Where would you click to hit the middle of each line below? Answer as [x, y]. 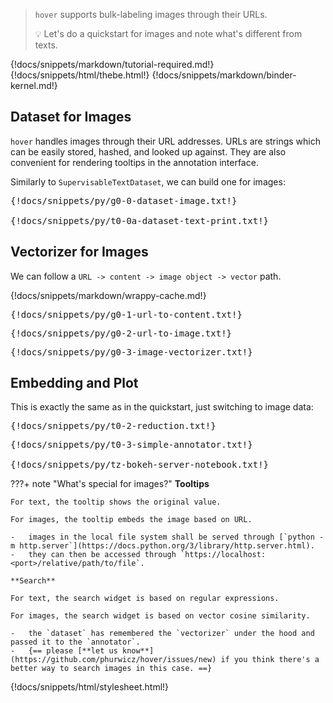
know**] [138, 651]
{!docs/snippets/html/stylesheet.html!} [90, 687]
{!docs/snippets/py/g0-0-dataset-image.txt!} [124, 200]
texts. [46, 45]
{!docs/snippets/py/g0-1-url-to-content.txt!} [126, 314]
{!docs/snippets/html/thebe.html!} [80, 75]
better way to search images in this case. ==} [111, 669]
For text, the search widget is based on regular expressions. [145, 599]
